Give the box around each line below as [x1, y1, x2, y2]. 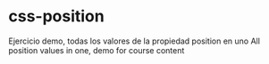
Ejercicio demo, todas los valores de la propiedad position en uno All [8, 36, 261, 46]
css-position [8, 6, 105, 27]
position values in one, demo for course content [8, 44, 185, 55]
